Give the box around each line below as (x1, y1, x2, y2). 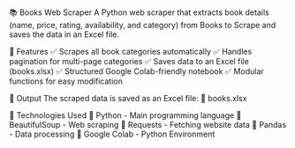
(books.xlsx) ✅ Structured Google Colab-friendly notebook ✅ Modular (9, 66, 265, 77)
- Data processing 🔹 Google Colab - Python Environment (9, 129, 216, 139)
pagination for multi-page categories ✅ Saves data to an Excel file (9, 56, 249, 66)
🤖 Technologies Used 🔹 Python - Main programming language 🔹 (9, 110, 242, 121)
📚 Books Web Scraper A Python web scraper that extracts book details (9, 7, 269, 18)
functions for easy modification (9, 76, 124, 86)
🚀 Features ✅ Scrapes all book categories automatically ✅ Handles (9, 47, 253, 56)
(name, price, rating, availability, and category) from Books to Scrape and (9, 20, 276, 30)
